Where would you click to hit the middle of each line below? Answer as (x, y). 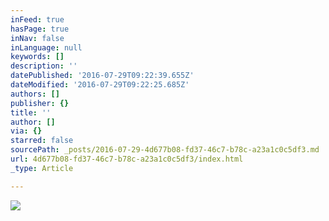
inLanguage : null (46, 47)
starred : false (42, 141)
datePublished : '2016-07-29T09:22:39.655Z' (102, 76)
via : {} (26, 131)
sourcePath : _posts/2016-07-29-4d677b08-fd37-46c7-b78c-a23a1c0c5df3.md (165, 150)
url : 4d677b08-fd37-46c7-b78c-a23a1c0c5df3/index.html (127, 159)
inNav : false (37, 38)
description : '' (44, 66)
